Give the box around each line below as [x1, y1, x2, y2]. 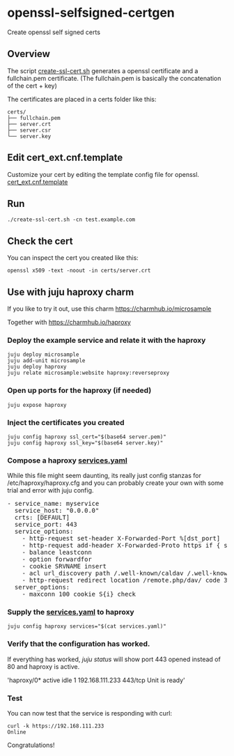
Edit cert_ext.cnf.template [7, 152, 123, 164]
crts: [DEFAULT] [14, 514, 70, 522]
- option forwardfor [22, 555, 92, 564]
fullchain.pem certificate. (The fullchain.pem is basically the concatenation [7, 74, 221, 82]
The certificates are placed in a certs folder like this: [7, 95, 157, 103]
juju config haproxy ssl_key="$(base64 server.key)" [7, 439, 164, 447]
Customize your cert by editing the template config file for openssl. [7, 170, 200, 178]
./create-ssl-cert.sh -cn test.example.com [7, 216, 136, 224]
